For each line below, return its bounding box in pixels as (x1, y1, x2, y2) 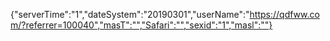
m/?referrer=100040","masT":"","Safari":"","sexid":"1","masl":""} (10, 19, 273, 31)
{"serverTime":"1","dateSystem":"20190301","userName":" (10, 9, 250, 20)
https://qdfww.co (249, 9, 320, 20)
